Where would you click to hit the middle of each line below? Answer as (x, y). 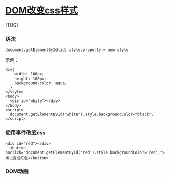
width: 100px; (29, 74)
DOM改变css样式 (41, 10)
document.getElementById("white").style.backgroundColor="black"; (82, 114)
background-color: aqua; (41, 83)
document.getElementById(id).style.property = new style (67, 50)
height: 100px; (31, 79)
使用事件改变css (25, 133)
